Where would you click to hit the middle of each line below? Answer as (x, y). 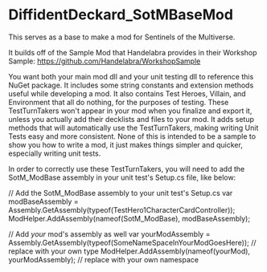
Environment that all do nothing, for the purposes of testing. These (119, 102)
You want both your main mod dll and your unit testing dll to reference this (131, 76)
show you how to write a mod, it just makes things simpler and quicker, (125, 144)
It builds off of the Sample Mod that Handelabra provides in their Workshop (133, 52)
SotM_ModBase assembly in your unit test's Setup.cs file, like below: (122, 177)
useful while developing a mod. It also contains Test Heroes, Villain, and (127, 93)
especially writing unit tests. (55, 153)
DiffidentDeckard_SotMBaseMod (121, 15)
